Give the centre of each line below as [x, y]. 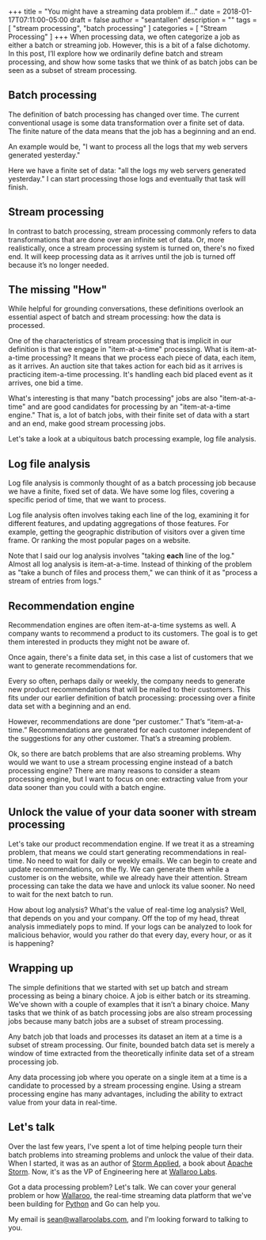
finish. [18, 187]
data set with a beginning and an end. [70, 706]
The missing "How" [58, 290]
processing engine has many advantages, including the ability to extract [125, 1093]
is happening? [31, 943]
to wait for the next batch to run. [61, 894]
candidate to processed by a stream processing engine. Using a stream [125, 1085]
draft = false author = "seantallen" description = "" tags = [163, 20]
